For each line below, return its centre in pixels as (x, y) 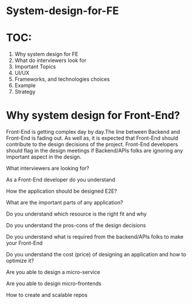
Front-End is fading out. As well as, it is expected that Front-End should (92, 138)
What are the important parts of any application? (65, 203)
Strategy (25, 92)
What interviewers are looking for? (48, 168)
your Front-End (24, 243)
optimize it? (20, 261)
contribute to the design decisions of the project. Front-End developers (92, 144)
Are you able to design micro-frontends (54, 283)
